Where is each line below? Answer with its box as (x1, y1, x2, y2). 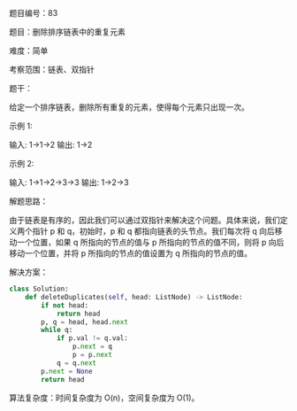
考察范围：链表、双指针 (9, 65, 95, 74)
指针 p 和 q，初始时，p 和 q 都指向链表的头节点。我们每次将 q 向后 (32, 226, 276, 237)
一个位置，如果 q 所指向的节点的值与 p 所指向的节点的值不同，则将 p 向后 (16, 237, 285, 247)
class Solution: (9, 284, 69, 293)
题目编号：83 (9, 8, 58, 18)
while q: (41, 326, 73, 335)
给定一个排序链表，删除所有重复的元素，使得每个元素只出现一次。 (9, 102, 249, 112)
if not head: (41, 300, 89, 310)
